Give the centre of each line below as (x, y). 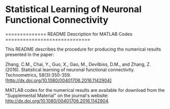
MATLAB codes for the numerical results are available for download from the (85, 90)
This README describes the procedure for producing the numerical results (83, 49)
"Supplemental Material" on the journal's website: (57, 95)
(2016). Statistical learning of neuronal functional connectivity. (70, 70)
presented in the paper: (30, 54)
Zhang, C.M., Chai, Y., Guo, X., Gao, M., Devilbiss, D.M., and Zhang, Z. (78, 64)
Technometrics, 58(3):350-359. (38, 75)
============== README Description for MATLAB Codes (69, 34)
